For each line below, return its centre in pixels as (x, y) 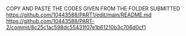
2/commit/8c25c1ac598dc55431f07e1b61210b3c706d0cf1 (76, 27)
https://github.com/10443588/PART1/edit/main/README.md (79, 15)
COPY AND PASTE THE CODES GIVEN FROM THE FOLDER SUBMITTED (93, 9)
